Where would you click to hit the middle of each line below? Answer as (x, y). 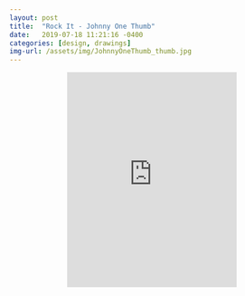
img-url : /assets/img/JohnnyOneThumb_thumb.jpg (101, 52)
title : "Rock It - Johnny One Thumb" (82, 26)
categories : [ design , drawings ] (70, 43)
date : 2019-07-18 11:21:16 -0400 (76, 34)
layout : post (34, 18)
